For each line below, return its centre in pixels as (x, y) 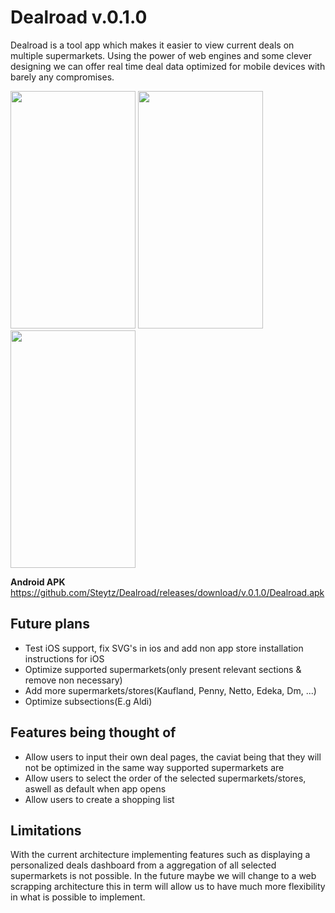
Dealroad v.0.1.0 (79, 17)
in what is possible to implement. (78, 897)
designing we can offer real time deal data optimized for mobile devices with (168, 66)
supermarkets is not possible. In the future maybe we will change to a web (163, 876)
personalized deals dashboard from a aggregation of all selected (143, 865)
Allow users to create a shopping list (99, 799)
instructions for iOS (64, 658)
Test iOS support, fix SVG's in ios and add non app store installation (164, 648)
